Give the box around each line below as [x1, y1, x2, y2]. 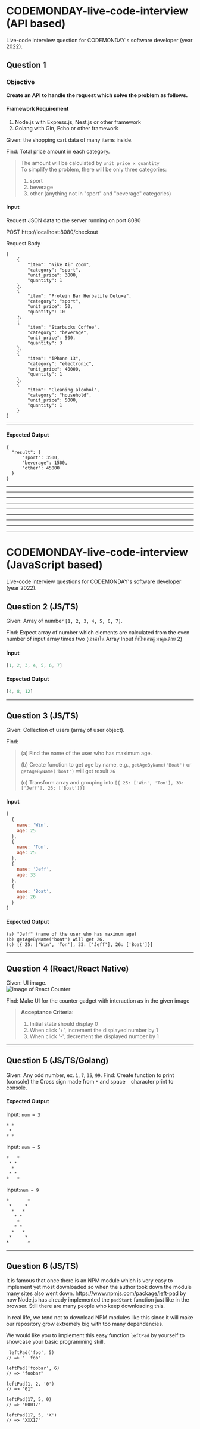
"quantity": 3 [27, 340, 62, 346]
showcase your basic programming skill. [6, 1338, 105, 1345]
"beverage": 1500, [21, 460, 68, 466]
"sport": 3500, [21, 454, 60, 461]
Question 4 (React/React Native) [6, 963, 129, 973]
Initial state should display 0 [29, 1020, 98, 1027]
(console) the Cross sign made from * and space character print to [6, 1078, 174, 1085]
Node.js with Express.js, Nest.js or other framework [14, 118, 142, 126]
